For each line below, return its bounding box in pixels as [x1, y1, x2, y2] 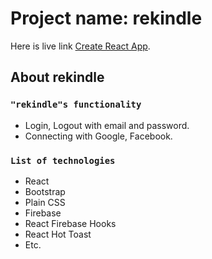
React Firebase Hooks [24, 217, 117, 229]
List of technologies [10, 155, 116, 166]
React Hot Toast [24, 228, 92, 240]
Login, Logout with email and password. [24, 119, 190, 131]
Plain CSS [24, 196, 66, 208]
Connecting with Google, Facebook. [24, 130, 173, 142]
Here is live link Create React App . [10, 40, 151, 52]
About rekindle [10, 69, 105, 86]
